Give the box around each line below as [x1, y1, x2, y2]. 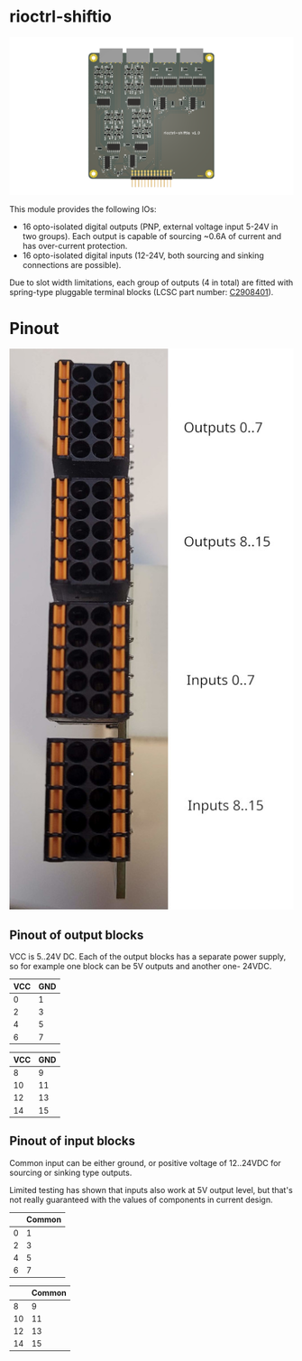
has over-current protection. [22, 241, 128, 252]
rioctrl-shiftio [9, 6, 113, 27]
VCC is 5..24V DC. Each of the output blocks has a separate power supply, [9, 951, 287, 962]
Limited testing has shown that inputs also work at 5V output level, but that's [9, 1184, 293, 1195]
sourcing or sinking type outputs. [9, 1167, 133, 1178]
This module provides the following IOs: [9, 204, 157, 215]
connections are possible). [22, 260, 122, 271]
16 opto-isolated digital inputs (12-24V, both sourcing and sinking [22, 250, 264, 261]
